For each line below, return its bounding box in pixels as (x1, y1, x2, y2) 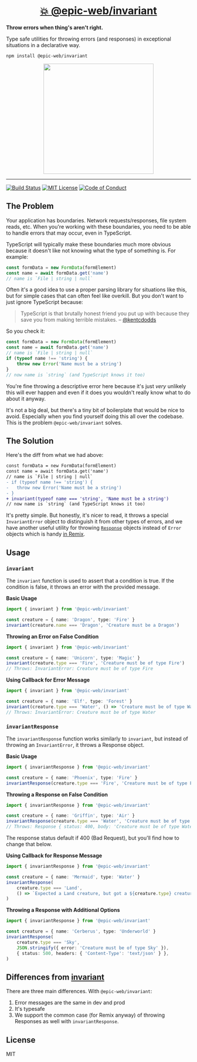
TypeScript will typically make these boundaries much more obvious (6, 241, 171, 248)
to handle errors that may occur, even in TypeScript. (6, 229, 132, 236)
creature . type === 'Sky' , (16, 939, 80, 945)
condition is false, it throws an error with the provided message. (6, 583, 160, 590)
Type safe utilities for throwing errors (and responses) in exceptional (6, 35, 172, 42)
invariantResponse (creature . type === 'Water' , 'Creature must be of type (6, 819, 191, 824)
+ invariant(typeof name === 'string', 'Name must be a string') (6, 496, 169, 502)
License (6, 1035, 36, 1045)
